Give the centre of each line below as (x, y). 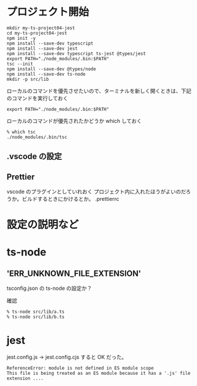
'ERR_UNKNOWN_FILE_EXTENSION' (74, 273)
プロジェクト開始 (48, 12)
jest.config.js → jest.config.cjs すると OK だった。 (67, 357)
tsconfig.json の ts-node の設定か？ (50, 288)
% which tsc (21, 132)
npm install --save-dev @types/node (51, 69)
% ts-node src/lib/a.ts (36, 312)
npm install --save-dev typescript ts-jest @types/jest (76, 53)
